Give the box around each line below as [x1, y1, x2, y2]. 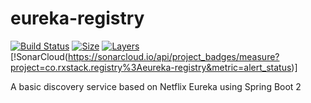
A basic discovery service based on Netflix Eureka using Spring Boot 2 [10, 80, 302, 92]
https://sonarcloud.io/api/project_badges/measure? [67, 50, 280, 62]
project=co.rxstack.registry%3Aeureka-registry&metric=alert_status [10, 61, 292, 73]
